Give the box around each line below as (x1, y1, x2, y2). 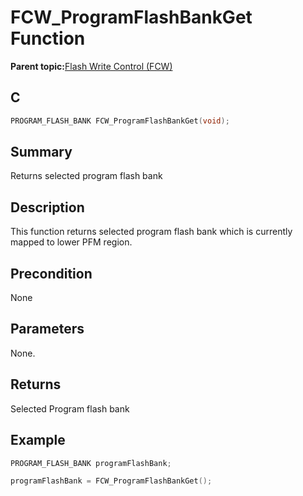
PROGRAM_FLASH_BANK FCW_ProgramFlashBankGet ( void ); (10, 116, 230, 126)
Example (10, 432, 66, 449)
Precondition (10, 265, 93, 282)
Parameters (10, 321, 85, 338)
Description (10, 199, 85, 216)
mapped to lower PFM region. (10, 236, 133, 248)
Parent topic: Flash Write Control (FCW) (10, 60, 173, 72)
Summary (10, 144, 73, 161)
